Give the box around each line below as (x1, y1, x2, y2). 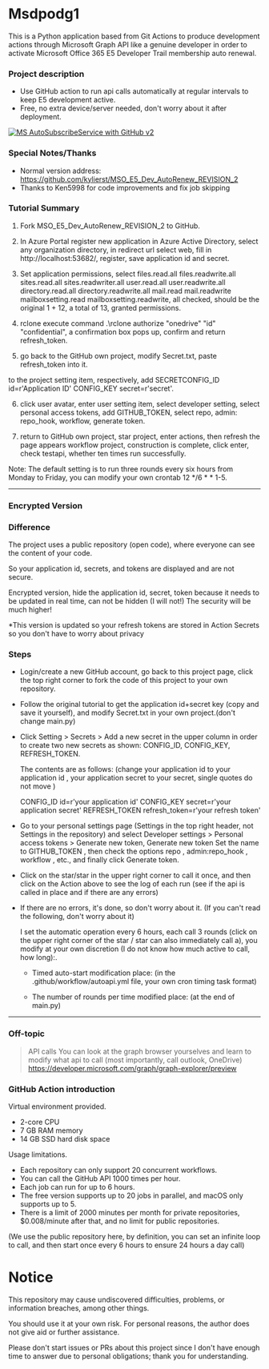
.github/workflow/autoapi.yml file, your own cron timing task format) (31, 977, 258, 986)
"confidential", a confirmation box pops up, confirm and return (19, 327, 226, 336)
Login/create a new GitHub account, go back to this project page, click (19, 667, 254, 676)
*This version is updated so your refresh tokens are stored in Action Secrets (8, 620, 260, 630)
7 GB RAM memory (19, 1126, 83, 1135)
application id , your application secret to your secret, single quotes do (19, 773, 253, 783)
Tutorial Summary (8, 203, 80, 214)
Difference (8, 521, 50, 532)
